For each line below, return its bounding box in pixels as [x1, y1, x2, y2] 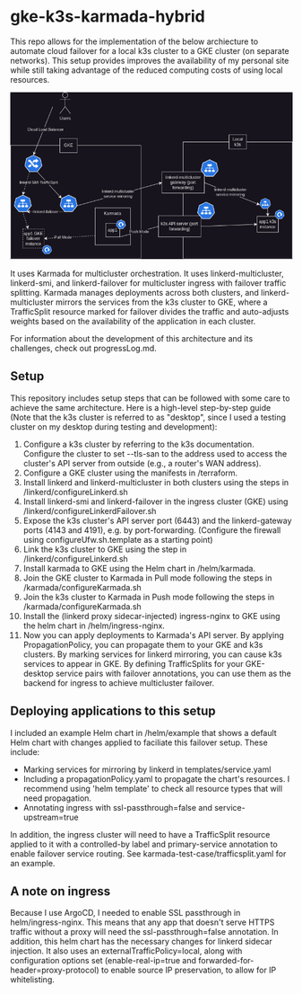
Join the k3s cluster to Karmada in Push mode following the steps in [22, 591, 275, 602]
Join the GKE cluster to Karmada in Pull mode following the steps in [22, 572, 272, 583]
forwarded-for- [197, 955, 255, 966]
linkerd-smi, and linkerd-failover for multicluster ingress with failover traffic [10, 277, 287, 288]
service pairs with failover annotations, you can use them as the [55, 668, 292, 679]
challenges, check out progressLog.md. [10, 342, 158, 353]
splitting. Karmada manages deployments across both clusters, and [10, 287, 259, 297]
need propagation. [22, 793, 92, 803]
